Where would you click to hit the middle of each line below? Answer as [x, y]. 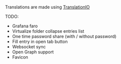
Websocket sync [29, 47]
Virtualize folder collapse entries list [48, 31]
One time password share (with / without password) [64, 36]
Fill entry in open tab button [40, 42]
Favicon [20, 57]
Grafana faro [25, 26]
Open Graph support [33, 52]
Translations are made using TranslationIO [48, 7]
